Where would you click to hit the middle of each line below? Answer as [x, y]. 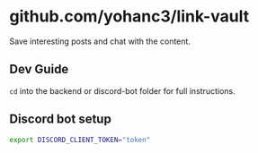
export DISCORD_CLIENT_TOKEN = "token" [80, 140]
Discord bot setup [61, 119]
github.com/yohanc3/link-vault [129, 17]
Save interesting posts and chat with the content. [100, 41]
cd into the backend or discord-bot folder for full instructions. [122, 90]
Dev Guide [39, 69]
